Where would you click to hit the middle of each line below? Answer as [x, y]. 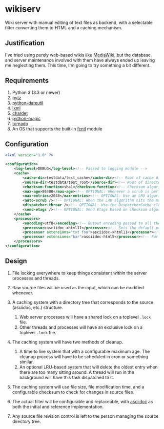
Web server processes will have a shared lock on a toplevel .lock [85, 317]
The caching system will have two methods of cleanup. [68, 342]
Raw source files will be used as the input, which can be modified [78, 287]
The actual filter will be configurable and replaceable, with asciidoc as [82, 401]
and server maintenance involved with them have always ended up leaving [80, 60]
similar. [27, 362]
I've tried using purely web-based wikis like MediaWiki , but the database [78, 55]
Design [16, 261]
